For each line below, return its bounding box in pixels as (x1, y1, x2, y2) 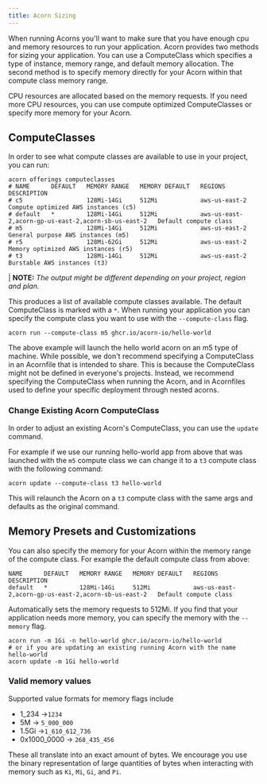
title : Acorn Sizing (8, 11, 77, 20)
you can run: (8, 160, 50, 170)
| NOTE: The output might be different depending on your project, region (8, 273, 246, 283)
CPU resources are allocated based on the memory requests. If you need (8, 91, 248, 100)
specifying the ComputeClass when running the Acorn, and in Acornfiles (8, 377, 246, 386)
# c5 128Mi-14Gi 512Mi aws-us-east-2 (8, 196, 247, 205)
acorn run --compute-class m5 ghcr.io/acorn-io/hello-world (8, 329, 212, 338)
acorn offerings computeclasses (8, 176, 115, 183)
